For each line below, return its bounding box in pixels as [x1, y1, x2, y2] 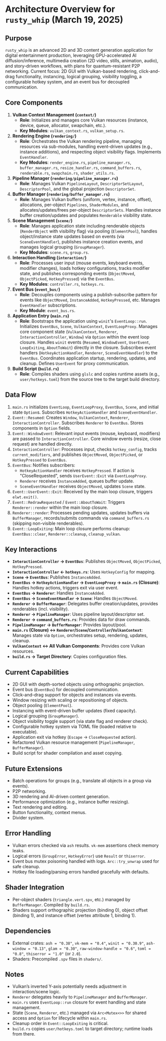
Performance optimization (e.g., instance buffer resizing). [12, 799, 130, 805]
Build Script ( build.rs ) [12, 365, 59, 371]
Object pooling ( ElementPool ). [12, 702, 73, 708]
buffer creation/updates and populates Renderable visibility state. [19, 212, 153, 218]
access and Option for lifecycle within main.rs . [12, 1015, 108, 1021]
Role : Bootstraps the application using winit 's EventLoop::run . [19, 318, 147, 324]
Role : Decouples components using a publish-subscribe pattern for [19, 291, 158, 297]
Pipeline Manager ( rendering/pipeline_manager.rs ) [12, 175, 118, 181]
